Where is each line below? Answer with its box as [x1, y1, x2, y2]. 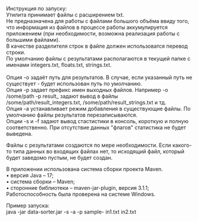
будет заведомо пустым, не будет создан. [6, 154, 113, 161]
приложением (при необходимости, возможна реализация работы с [6, 30, 180, 37]
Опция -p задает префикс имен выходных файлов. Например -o [6, 87, 168, 93]
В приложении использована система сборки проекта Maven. [6, 166, 164, 173]
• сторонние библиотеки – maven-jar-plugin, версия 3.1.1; [6, 184, 150, 191]
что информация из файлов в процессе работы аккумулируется [6, 24, 168, 31]
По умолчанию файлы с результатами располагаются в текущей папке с [6, 55, 191, 62]
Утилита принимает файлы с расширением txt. [6, 11, 125, 18]
